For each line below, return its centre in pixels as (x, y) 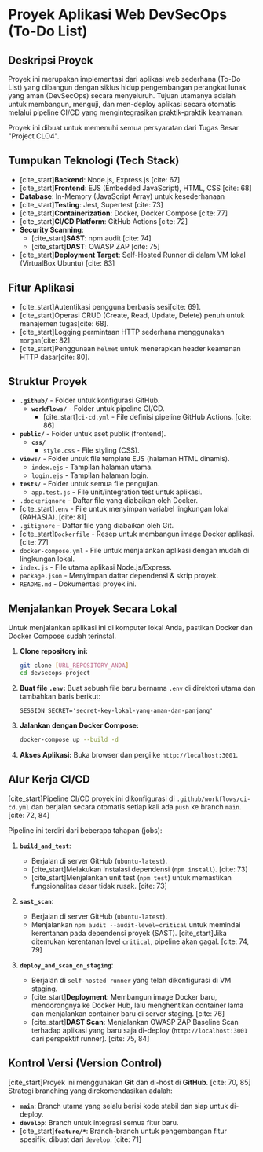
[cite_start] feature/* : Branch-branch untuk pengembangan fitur (123, 1131)
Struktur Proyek (48, 382)
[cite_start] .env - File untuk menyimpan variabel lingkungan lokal (124, 509)
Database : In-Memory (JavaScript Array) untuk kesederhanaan (122, 196)
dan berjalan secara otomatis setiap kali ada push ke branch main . (136, 806)
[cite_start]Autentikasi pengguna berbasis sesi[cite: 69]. (110, 306)
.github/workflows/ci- (214, 799)
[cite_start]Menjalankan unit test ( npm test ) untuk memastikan (131, 877)
